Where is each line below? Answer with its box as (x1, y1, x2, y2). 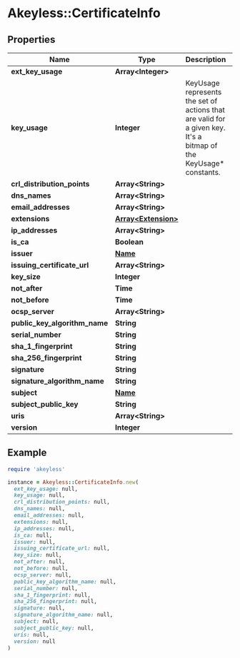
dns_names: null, (14, 505, 66, 512)
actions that (185, 105, 225, 115)
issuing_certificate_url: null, (14, 545, 111, 552)
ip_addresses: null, (14, 525, 75, 532)
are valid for (185, 114, 226, 123)
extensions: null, (14, 518, 69, 525)
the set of (185, 96, 218, 106)
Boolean (115, 237, 144, 247)
